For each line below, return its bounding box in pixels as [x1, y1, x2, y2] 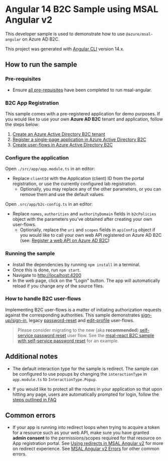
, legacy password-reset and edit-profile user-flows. [26, 317, 134, 323]
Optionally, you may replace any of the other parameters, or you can [20, 186, 161, 192]
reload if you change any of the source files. [12, 282, 104, 289]
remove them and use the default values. [20, 192, 105, 198]
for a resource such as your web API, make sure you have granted [12, 430, 149, 436]
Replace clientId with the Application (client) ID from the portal [12, 176, 144, 182]
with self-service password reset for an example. [17, 338, 119, 344]
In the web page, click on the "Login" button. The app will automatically [12, 277, 160, 283]
